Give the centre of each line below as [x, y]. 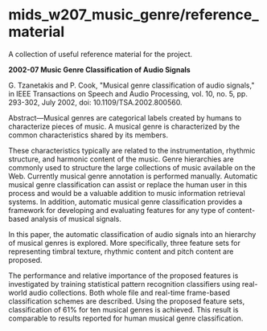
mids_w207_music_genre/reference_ [133, 15]
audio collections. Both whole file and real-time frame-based [129, 292]
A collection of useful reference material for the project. [101, 54]
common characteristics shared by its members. [88, 135]
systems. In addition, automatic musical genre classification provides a [125, 202]
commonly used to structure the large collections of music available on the [132, 167]
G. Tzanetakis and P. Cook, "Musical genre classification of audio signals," [131, 85]
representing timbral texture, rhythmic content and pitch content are [121, 251]
